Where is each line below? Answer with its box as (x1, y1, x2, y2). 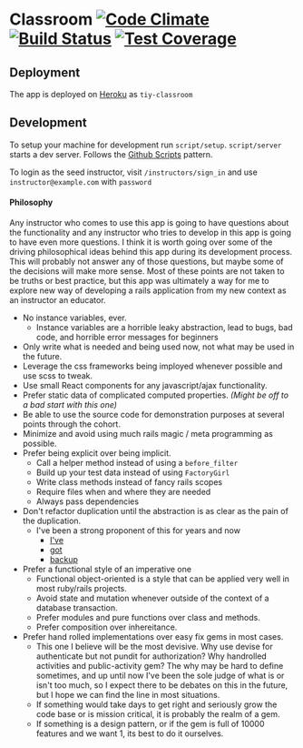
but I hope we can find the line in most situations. (35, 690, 220, 701)
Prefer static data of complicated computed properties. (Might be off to (22, 389, 288, 400)
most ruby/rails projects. (35, 583, 127, 594)
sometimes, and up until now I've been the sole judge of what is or (35, 670, 285, 682)
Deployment (9, 65, 81, 80)
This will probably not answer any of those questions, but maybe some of (9, 256, 284, 268)
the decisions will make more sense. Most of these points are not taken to (9, 266, 285, 277)
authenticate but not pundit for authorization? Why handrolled (35, 651, 268, 662)
